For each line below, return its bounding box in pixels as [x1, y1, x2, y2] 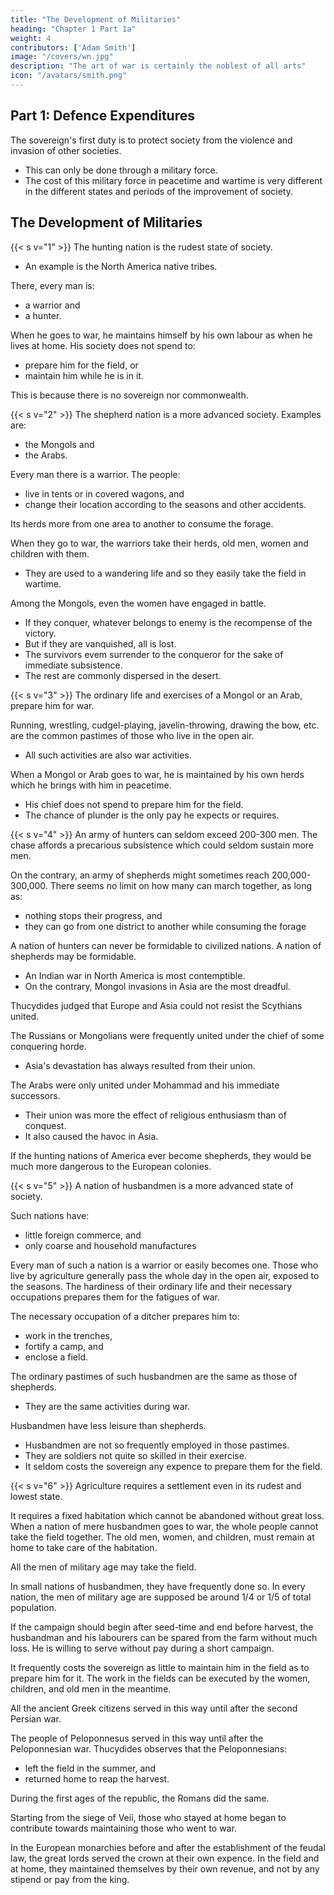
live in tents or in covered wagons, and [24, 487, 185, 500]
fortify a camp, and [24, 1340, 104, 1352]
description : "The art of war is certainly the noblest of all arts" [10, 61, 307, 71]
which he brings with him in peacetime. [10, 779, 172, 791]
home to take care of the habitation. [10, 1541, 158, 1553]
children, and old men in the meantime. [10, 1682, 172, 1695]
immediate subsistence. [24, 659, 123, 671]
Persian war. [10, 1712, 62, 1725]
